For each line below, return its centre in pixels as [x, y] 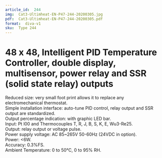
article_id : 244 [23, 10]
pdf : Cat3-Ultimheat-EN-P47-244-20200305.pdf [54, 19]
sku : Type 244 [21, 28]
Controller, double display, [61, 63]
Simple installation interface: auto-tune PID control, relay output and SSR [79, 108]
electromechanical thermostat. [36, 103]
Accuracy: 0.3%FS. [25, 145]
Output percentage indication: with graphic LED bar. [58, 118]
